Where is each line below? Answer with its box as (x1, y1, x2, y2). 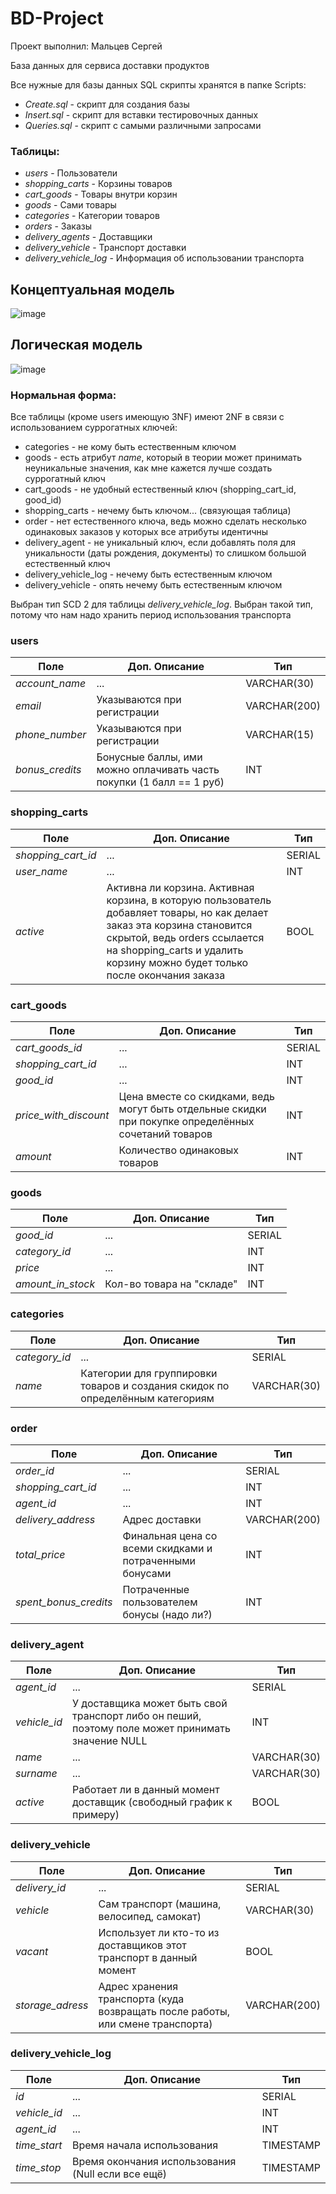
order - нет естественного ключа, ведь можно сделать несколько (24, 515, 307, 527)
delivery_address (15, 1512, 96, 1526)
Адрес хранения (98, 1979, 179, 1993)
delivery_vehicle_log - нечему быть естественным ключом (24, 568, 273, 581)
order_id (15, 1463, 55, 1477)
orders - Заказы (24, 220, 93, 232)
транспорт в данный (98, 1950, 198, 1964)
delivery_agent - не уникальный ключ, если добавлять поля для (24, 537, 297, 549)
